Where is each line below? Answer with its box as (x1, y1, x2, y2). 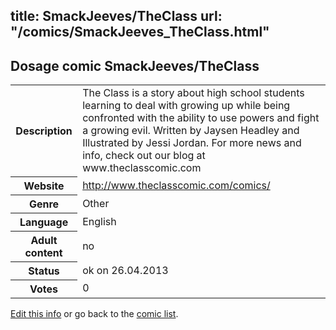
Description (15, 124, 73, 138)
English (82, 214, 117, 228)
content (24, 245, 63, 259)
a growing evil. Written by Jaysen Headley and (82, 124, 300, 138)
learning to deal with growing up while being (82, 99, 291, 113)
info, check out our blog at (82, 149, 206, 163)
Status (28, 264, 60, 278)
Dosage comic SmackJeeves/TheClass (10, 57, 260, 74)
